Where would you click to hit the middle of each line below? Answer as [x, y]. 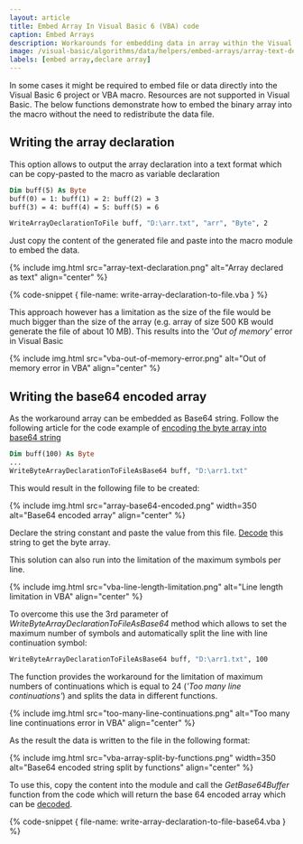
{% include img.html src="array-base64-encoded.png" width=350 [133, 505]
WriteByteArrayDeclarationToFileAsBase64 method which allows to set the [148, 623]
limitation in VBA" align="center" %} [76, 596]
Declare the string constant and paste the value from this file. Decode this [147, 533]
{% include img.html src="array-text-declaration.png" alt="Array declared [147, 268]
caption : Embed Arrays [52, 34]
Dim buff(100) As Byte [52, 454]
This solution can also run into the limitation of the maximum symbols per [145, 560]
